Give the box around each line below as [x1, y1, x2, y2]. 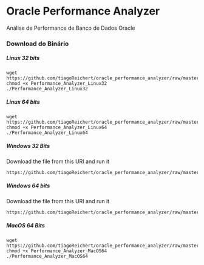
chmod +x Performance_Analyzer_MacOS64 [6, 247, 107, 254]
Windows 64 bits [6, 182, 50, 189]
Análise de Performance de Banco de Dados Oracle [6, 24, 135, 32]
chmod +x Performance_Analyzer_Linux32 [6, 80, 107, 86]
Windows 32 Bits [6, 143, 50, 150]
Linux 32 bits [6, 55, 40, 62]
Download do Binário [6, 39, 69, 48]
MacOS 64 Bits [6, 222, 46, 229]
